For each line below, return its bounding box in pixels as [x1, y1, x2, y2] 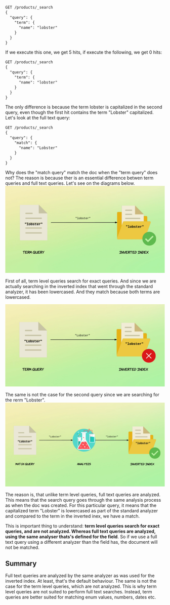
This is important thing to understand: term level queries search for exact [5, 523, 160, 529]
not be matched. [5, 544, 39, 551]
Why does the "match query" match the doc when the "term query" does [5, 170, 158, 175]
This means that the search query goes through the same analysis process [5, 497, 161, 503]
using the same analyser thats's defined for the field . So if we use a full [5, 534, 157, 540]
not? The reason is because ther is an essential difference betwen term [5, 175, 154, 181]
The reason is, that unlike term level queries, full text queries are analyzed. [5, 492, 161, 498]
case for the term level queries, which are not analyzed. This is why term [5, 583, 157, 589]
